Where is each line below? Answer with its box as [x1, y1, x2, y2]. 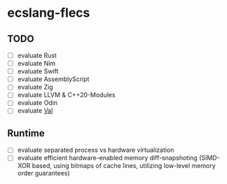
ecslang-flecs [7, 5, 90, 21]
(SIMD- [198, 154, 220, 162]
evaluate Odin [17, 99, 58, 107]
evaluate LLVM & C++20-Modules [17, 91, 116, 99]
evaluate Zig [17, 83, 54, 92]
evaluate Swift [17, 67, 59, 76]
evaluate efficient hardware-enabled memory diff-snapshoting [17, 154, 198, 162]
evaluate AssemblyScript [17, 75, 90, 83]
